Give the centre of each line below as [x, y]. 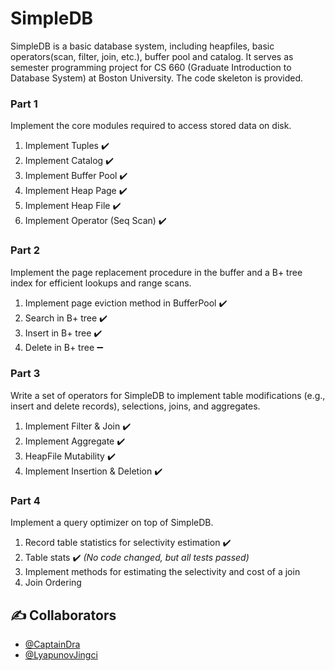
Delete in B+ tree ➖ [64, 347]
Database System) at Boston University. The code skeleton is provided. [157, 78]
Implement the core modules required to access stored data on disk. [151, 126]
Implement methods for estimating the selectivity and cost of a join [162, 572]
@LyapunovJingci [61, 654]
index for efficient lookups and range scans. [101, 283]
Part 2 [25, 250]
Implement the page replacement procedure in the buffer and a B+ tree [156, 272]
